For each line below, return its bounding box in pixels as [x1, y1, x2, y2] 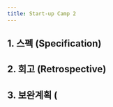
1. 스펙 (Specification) [7, 38, 102, 49]
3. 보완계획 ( [7, 89, 58, 101]
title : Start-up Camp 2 [7, 10, 77, 17]
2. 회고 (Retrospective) [7, 63, 107, 75]
